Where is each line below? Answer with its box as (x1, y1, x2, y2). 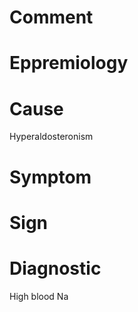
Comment (9, 6, 94, 29)
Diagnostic (9, 257, 102, 280)
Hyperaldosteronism (9, 131, 94, 143)
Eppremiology (9, 52, 129, 75)
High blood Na (9, 290, 69, 302)
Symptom (9, 166, 92, 188)
